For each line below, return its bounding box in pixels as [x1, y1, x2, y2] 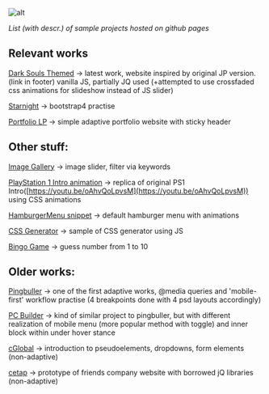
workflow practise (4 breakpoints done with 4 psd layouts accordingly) [25, 295, 261, 305]
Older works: [8, 265, 75, 279]
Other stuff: [8, 140, 69, 154]
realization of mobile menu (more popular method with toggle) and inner [8, 320, 249, 329]
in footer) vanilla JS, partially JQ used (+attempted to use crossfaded [23, 77, 254, 87]
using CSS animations [8, 194, 82, 204]
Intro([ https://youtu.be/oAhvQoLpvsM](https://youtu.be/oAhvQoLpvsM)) [8, 186, 249, 196]
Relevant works [8, 47, 89, 61]
